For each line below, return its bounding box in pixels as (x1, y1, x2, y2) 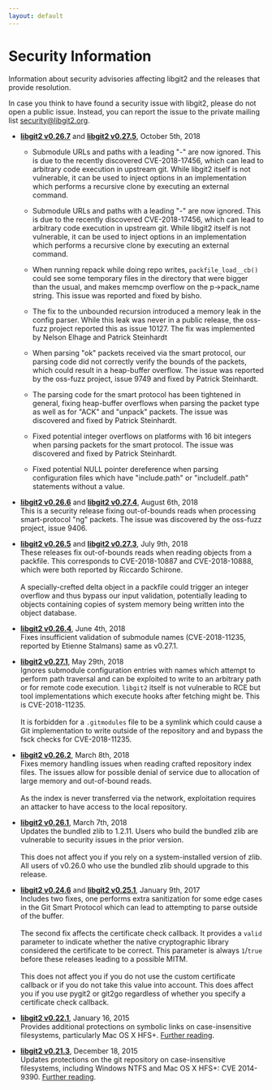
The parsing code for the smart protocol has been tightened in (32, 389, 241, 399)
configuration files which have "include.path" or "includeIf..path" (32, 473, 249, 482)
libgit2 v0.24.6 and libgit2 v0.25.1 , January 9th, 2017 (19, 885, 201, 894)
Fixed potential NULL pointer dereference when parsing (32, 464, 219, 474)
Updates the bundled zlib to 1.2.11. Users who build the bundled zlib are (19, 826, 258, 836)
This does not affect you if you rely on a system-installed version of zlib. (19, 852, 262, 862)
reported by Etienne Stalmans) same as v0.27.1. (19, 641, 179, 651)
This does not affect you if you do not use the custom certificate (19, 971, 235, 981)
